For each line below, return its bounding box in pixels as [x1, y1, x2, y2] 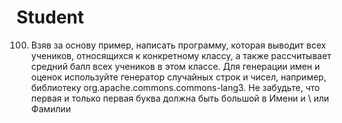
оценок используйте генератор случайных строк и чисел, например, [30, 71, 327, 83]
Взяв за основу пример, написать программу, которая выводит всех [30, 39, 327, 51]
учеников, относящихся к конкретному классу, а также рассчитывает [30, 49, 332, 61]
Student [16, 6, 85, 29]
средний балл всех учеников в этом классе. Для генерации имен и [30, 60, 321, 72]
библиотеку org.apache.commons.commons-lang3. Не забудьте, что [30, 81, 321, 93]
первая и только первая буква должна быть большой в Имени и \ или [30, 92, 330, 104]
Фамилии [30, 102, 71, 115]
